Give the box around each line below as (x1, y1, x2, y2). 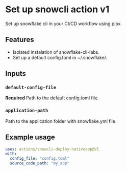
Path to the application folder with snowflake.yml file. (5, 118, 117, 124)
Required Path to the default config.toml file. (5, 95, 99, 101)
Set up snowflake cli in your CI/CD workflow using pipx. (5, 20, 122, 27)
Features (5, 35, 34, 44)
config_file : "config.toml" (10, 156, 70, 161)
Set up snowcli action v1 (5, 4, 110, 15)
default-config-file (5, 84, 57, 91)
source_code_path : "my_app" (10, 161, 70, 166)
